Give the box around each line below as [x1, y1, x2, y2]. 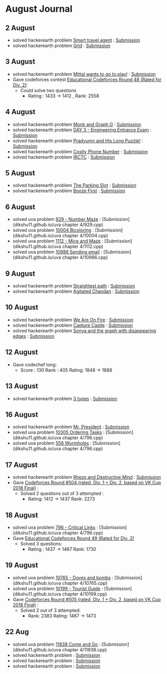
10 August [5, 303, 38, 312]
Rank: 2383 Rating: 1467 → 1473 [28, 612, 96, 619]
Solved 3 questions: [20, 540, 62, 546]
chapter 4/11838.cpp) [62, 646, 107, 652]
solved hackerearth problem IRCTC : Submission [12, 154, 115, 160]
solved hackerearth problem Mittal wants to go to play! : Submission [12, 71, 156, 77]
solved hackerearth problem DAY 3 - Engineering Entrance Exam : [12, 127, 152, 133]
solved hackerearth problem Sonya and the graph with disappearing [12, 328, 156, 334]
